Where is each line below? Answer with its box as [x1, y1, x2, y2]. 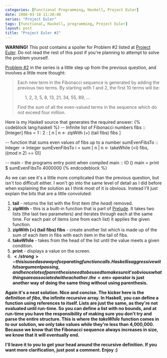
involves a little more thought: [5, 70, 66, 75]
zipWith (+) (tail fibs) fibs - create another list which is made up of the [12, 227, 158, 233]
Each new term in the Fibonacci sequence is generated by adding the [17, 79, 160, 85]
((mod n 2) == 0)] [5, 150, 41, 156]
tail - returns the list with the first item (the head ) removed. [12, 200, 133, 206]
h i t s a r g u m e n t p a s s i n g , [12, 264, 60, 270]
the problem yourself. [5, 55, 49, 60]
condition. [12, 243, 33, 249]
